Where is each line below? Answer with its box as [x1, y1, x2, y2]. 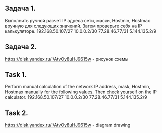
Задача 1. [5, 4, 36, 13]
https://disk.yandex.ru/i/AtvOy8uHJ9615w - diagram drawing [5, 122, 131, 128]
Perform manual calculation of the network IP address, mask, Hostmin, [5, 84, 151, 90]
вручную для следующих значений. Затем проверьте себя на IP [5, 23, 142, 29]
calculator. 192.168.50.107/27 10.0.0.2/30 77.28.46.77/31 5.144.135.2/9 [5, 94, 147, 100]
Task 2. [5, 109, 28, 117]
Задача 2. [5, 43, 37, 51]
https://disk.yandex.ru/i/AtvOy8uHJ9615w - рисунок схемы [5, 56, 129, 62]
